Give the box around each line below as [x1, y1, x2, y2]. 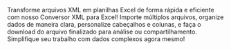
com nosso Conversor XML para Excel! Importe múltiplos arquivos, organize [7, 13, 224, 21]
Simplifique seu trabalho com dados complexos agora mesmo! [7, 35, 185, 43]
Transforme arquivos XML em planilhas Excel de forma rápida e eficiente [7, 6, 214, 14]
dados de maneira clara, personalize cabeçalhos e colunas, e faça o [7, 21, 202, 28]
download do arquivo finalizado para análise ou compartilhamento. [7, 27, 197, 36]
